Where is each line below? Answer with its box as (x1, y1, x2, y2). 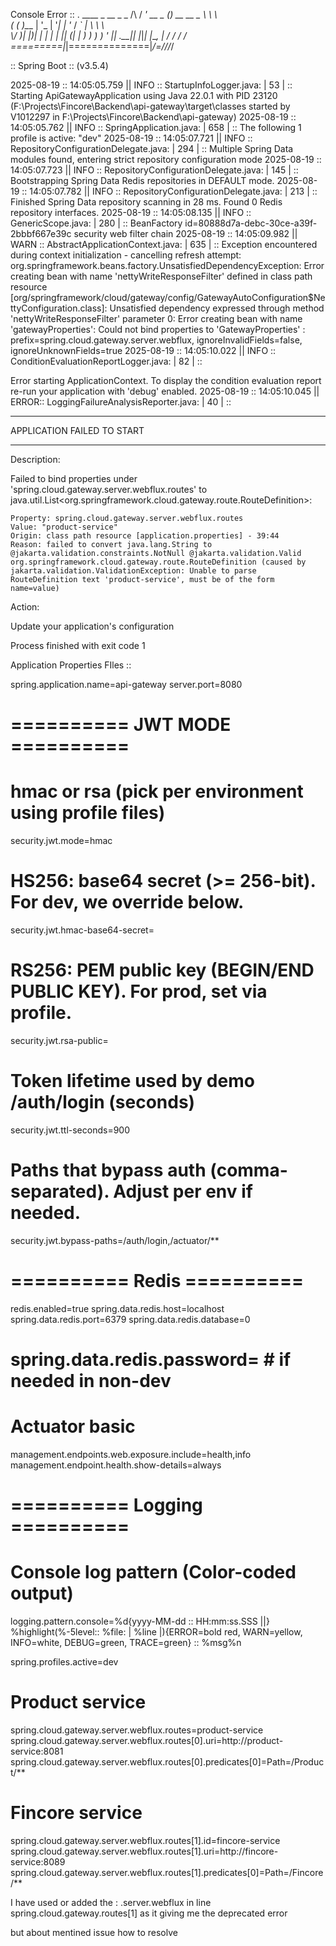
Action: (10, 601, 40, 613)
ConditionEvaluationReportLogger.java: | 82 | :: (10, 355, 203, 367)
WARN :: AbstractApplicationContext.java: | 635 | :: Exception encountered (10, 239, 318, 250)
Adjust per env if (113, 1180, 253, 1203)
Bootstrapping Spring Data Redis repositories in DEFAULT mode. (10, 175, 275, 186)
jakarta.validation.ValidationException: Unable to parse (10, 566, 257, 576)
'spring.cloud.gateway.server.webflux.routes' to (10, 484, 208, 495)
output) (10, 1582, 74, 1605)
